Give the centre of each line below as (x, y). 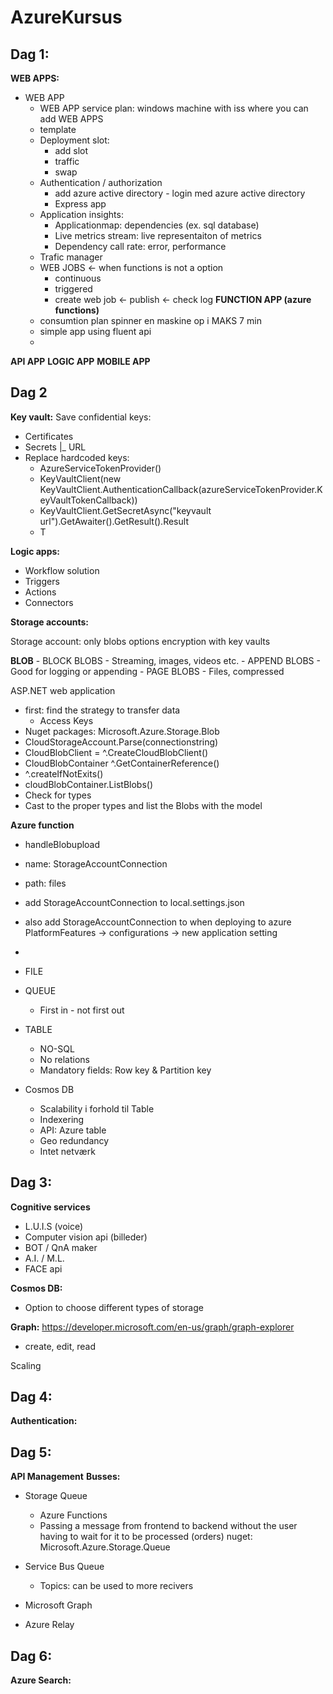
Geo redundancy (74, 1140)
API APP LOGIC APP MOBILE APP (80, 361)
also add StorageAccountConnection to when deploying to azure (158, 922)
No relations (64, 1059)
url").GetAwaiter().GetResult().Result (114, 521)
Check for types (58, 795)
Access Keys (66, 720)
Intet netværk (67, 1151)
